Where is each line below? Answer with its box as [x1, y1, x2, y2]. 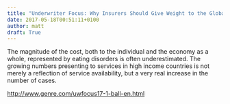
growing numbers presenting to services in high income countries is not [7, 62, 210, 70]
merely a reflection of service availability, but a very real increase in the [7, 69, 209, 77]
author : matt [7, 22, 44, 29]
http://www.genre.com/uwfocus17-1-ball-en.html [7, 90, 145, 98]
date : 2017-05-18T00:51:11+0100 [7, 16, 99, 23]
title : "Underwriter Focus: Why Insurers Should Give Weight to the [7, 10, 207, 17]
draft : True [7, 29, 41, 36]
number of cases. [7, 76, 57, 85]
